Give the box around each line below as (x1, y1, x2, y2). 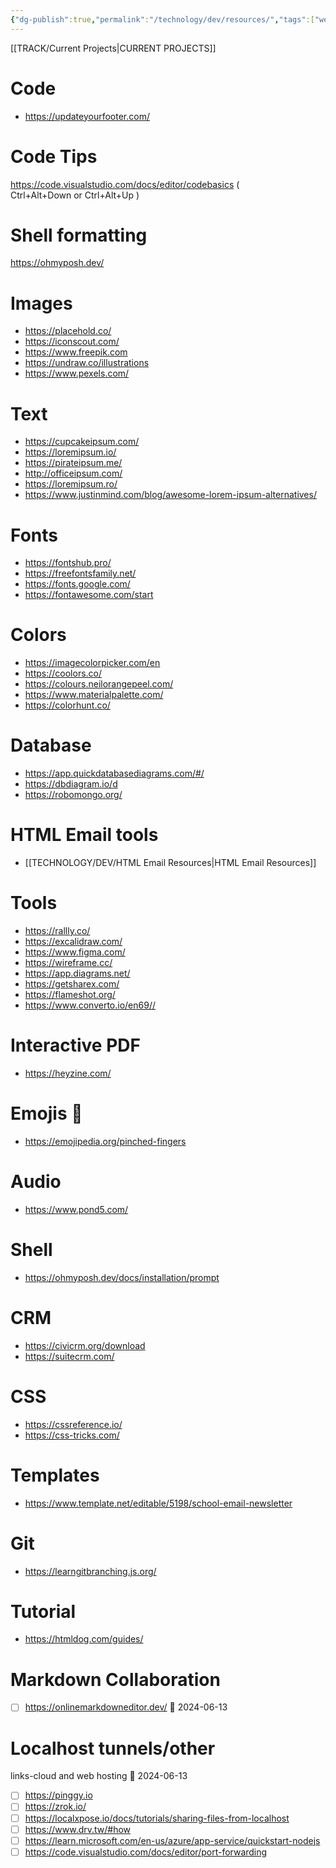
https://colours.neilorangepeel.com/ (24, 678, 174, 690)
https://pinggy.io (24, 1789, 93, 1801)
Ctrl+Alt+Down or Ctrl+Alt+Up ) (10, 189, 140, 201)
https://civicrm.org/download (24, 1339, 146, 1351)
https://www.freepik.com (24, 346, 128, 358)
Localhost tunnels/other (10, 1737, 216, 1760)
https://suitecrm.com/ (24, 1350, 115, 1362)
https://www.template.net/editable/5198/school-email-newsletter (24, 1497, 293, 1509)
